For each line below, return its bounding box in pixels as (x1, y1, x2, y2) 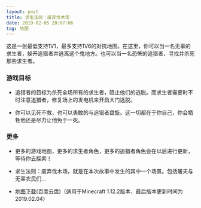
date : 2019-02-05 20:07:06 (6, 20, 74, 26)
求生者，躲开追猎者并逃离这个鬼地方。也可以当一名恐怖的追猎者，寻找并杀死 (6, 50, 195, 57)
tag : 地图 (6, 25, 29, 32)
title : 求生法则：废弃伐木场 (6, 14, 70, 20)
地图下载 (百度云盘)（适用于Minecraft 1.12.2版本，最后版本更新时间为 (14, 188, 184, 195)
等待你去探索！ (14, 155, 52, 162)
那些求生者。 (6, 57, 38, 65)
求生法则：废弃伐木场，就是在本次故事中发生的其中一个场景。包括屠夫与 (14, 167, 193, 175)
